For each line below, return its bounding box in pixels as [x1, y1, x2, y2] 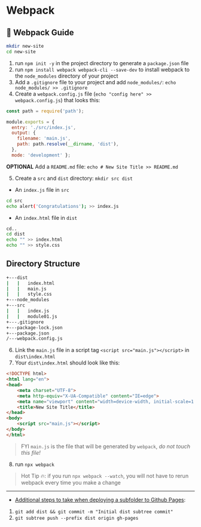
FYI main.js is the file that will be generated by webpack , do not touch [20, 443, 190, 450]
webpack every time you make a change [20, 479, 121, 486]
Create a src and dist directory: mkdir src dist [14, 174, 133, 182]
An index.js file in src [14, 186, 70, 193]
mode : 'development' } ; [11, 152, 71, 158]
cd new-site [6, 48, 36, 54]
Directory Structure [6, 259, 81, 269]
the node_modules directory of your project [14, 72, 118, 79]
